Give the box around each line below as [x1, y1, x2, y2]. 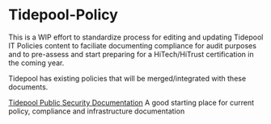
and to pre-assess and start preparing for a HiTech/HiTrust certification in [8, 49, 254, 59]
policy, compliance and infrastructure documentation [8, 106, 185, 116]
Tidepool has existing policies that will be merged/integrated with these [8, 73, 247, 83]
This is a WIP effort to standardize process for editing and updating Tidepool [8, 32, 264, 42]
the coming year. [8, 58, 65, 68]
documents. [8, 82, 49, 92]
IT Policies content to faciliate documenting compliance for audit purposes [8, 40, 257, 50]
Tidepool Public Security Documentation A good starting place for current [8, 97, 255, 107]
